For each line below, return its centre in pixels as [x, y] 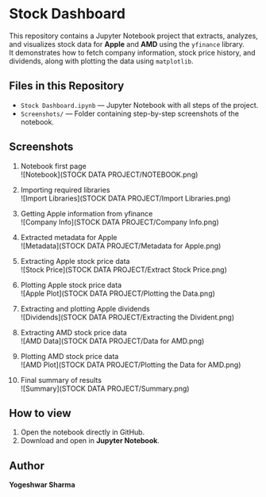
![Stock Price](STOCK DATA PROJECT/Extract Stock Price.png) [123, 270]
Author [27, 466]
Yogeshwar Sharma [42, 485]
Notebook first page [53, 166]
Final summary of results [61, 380]
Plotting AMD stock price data [69, 356]
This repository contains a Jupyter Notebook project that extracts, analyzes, [134, 36]
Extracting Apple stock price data [75, 261]
